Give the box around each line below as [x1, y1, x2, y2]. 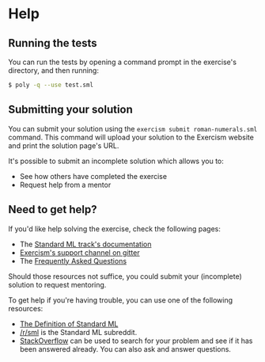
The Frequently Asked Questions [19, 256, 127, 265]
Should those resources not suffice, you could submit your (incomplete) [8, 271, 243, 281]
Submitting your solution [8, 103, 133, 116]
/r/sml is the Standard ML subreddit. [19, 327, 138, 337]
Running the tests [8, 36, 97, 50]
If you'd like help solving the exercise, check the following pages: [8, 223, 221, 234]
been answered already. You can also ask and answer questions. [19, 344, 232, 353]
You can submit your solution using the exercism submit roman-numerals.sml [8, 124, 258, 133]
